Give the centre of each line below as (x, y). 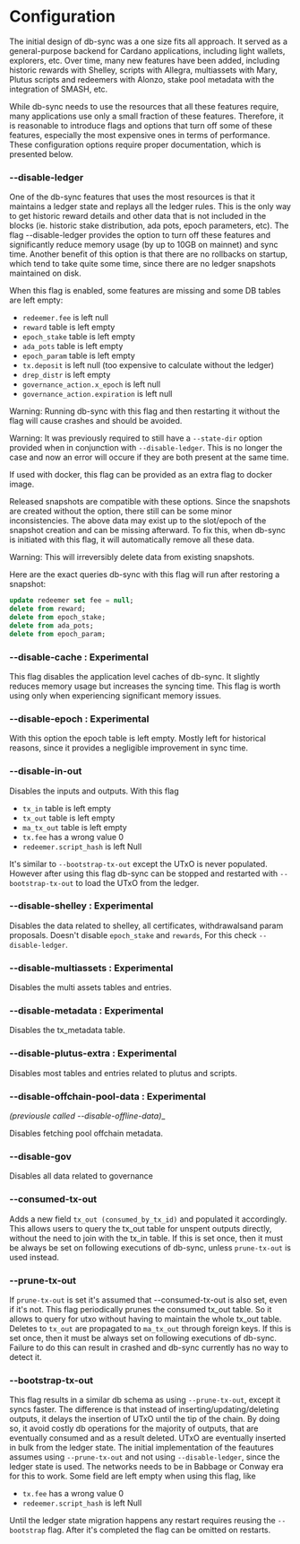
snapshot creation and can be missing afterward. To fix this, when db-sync (148, 531)
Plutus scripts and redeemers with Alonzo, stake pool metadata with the (142, 79)
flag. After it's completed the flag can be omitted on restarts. (159, 1530)
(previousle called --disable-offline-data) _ (87, 1116)
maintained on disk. (46, 273)
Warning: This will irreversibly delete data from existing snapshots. (132, 557)
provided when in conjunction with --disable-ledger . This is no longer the (146, 448)
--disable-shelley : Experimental (81, 906)
